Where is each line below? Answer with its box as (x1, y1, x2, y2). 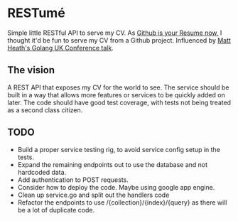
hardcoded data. (17, 168, 67, 176)
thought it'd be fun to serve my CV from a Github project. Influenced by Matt (7, 36, 231, 44)
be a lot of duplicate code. (17, 205, 94, 214)
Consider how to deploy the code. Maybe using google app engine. (17, 183, 215, 191)
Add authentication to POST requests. (17, 176, 129, 184)
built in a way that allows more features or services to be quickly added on (7, 90, 225, 99)
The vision (7, 64, 55, 76)
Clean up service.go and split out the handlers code (17, 190, 170, 199)
